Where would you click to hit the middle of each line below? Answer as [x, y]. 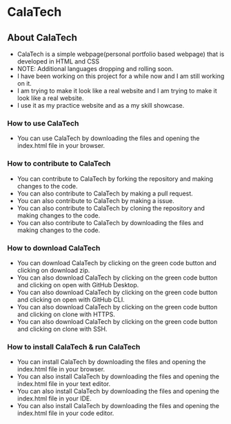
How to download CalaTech [54, 248]
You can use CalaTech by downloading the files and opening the [108, 138]
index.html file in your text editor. [64, 384]
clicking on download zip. [53, 270]
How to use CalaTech [43, 123]
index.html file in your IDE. [54, 398]
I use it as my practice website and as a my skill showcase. [101, 105]
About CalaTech [42, 38]
